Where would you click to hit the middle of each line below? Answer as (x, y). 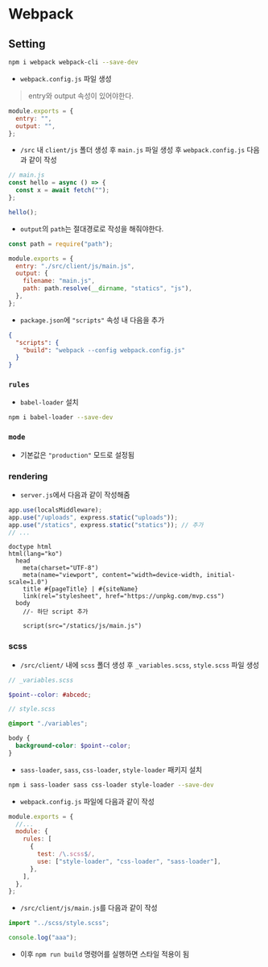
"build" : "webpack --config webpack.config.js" (104, 350)
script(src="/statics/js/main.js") (82, 626)
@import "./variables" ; (48, 724)
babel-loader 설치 (49, 402)
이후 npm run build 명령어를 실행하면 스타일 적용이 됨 (105, 954)
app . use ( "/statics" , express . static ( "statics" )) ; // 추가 (106, 525)
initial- (221, 575)
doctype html (30, 547)
